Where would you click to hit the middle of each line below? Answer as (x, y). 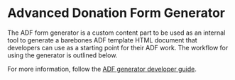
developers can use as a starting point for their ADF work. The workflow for (118, 47)
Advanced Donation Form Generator (116, 13)
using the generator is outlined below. (62, 55)
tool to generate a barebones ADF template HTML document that (102, 40)
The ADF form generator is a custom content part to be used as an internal (116, 33)
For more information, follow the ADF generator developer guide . (102, 69)
